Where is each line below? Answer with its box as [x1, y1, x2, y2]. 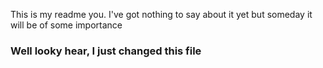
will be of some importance [10, 19, 123, 31]
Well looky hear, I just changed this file [10, 44, 202, 58]
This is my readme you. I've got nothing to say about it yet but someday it [10, 9, 313, 20]
